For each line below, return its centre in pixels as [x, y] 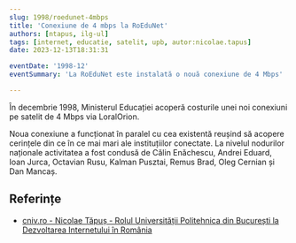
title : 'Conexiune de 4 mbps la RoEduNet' [89, 26]
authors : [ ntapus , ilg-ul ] [59, 34]
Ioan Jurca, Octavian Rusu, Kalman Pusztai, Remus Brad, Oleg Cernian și [142, 162]
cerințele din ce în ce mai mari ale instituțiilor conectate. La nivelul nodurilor [147, 143]
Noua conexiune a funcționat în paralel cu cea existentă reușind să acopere [147, 133]
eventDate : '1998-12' [49, 66]
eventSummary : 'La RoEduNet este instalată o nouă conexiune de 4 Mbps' [146, 75]
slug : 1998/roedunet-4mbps [59, 17]
